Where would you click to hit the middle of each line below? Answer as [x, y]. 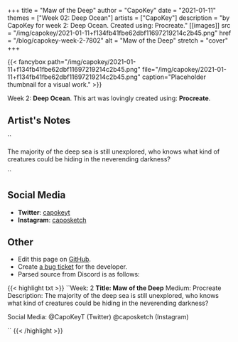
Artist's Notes [39, 121]
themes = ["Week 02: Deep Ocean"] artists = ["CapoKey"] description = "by [119, 18]
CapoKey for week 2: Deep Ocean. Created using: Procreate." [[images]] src [119, 25]
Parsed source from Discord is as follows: [79, 274]
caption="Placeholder [174, 77]
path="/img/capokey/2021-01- [92, 62]
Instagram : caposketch [52, 220]
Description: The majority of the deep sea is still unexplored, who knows [113, 296]
